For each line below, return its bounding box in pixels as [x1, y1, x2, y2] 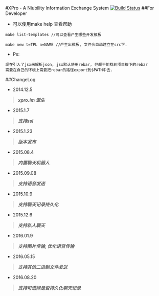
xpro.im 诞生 [17, 97, 45, 103]
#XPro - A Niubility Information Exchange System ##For [5, 5, 154, 11]
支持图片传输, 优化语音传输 [17, 243, 75, 249]
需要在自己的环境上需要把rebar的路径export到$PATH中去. [5, 67, 113, 72]
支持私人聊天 [17, 223, 45, 228]
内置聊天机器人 [17, 160, 50, 165]
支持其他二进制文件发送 [17, 264, 67, 270]
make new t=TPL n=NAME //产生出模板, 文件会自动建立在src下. [5, 42, 128, 47]
